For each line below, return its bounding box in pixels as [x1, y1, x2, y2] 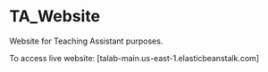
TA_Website [9, 6, 101, 27]
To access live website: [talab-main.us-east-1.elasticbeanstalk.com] [9, 52, 260, 63]
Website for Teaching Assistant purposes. [9, 36, 163, 46]
